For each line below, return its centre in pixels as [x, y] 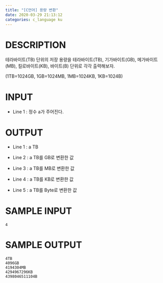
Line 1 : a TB [25, 147]
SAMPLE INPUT [39, 211]
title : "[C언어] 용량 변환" [32, 10]
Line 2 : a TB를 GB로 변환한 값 [43, 158]
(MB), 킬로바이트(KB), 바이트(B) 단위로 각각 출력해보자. [60, 66]
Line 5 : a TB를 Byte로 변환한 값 [45, 190]
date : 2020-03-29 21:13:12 [34, 15]
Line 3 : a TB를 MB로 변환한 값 [44, 168]
